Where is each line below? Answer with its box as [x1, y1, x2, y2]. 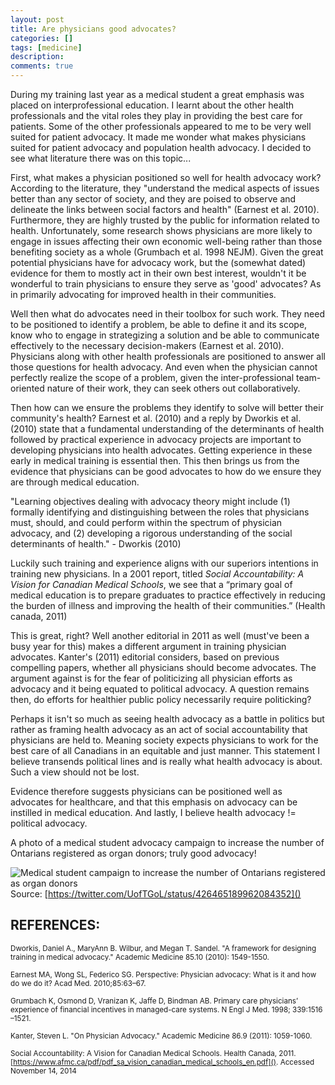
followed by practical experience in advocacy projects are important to [10, 434, 302, 445]
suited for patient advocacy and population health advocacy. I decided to [10, 142, 312, 153]
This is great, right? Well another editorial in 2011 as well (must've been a [10, 630, 310, 641]
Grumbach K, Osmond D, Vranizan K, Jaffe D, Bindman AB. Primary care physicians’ [10, 996, 299, 1006]
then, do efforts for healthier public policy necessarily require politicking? [10, 694, 312, 705]
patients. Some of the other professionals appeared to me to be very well [10, 121, 312, 132]
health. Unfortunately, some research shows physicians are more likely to [10, 225, 313, 236]
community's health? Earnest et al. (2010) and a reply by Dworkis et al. [10, 412, 302, 424]
